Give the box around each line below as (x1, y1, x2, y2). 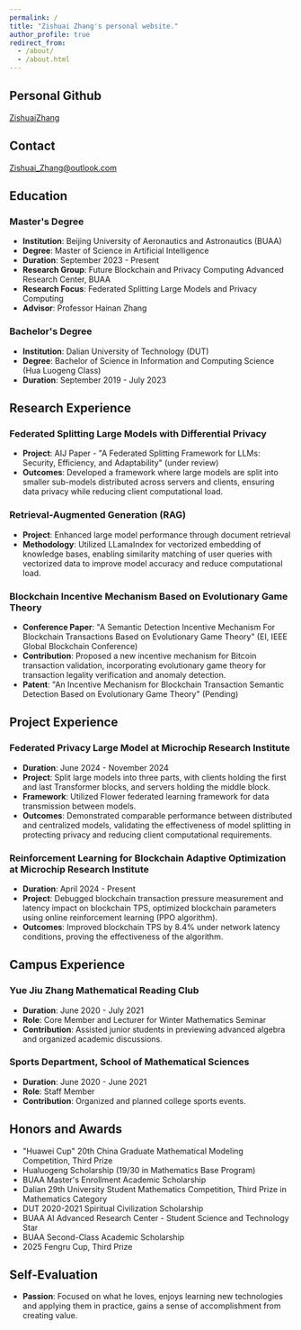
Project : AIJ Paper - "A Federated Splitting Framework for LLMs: (22, 448, 261, 459)
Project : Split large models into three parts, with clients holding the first (22, 772, 287, 783)
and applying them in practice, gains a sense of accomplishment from (22, 1300, 281, 1311)
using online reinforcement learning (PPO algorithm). (22, 911, 218, 923)
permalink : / (9, 13, 58, 23)
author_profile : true (9, 30, 91, 39)
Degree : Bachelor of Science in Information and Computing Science (22, 355, 275, 366)
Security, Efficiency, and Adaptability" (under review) (22, 457, 219, 468)
